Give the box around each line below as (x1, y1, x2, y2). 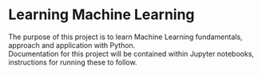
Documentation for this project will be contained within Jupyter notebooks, (8, 49, 254, 58)
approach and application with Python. (8, 40, 136, 49)
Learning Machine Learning (8, 6, 195, 24)
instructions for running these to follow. (8, 57, 137, 67)
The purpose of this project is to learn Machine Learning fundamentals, (8, 32, 243, 41)
